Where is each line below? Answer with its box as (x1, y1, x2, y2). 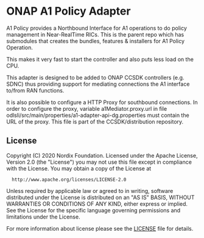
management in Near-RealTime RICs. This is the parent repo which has (6, 30, 185, 38)
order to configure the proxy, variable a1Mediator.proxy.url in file (6, 105, 167, 112)
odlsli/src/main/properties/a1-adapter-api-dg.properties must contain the (6, 111, 190, 119)
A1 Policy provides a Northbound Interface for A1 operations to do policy (6, 24, 188, 32)
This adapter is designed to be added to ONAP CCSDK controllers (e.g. (6, 74, 185, 81)
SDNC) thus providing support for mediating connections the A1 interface (6, 80, 190, 88)
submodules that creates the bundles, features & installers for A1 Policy (6, 37, 185, 44)
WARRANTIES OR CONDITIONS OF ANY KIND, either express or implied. (6, 200, 188, 208)
